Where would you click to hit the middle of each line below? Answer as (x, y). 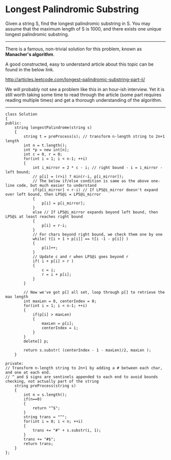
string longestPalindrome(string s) (53, 127)
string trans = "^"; (45, 417)
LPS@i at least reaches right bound (44, 217)
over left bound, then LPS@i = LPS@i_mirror (53, 194)
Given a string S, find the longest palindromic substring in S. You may (78, 23)
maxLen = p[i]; (58, 323)
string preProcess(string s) (45, 386)
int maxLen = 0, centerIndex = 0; (60, 301)
